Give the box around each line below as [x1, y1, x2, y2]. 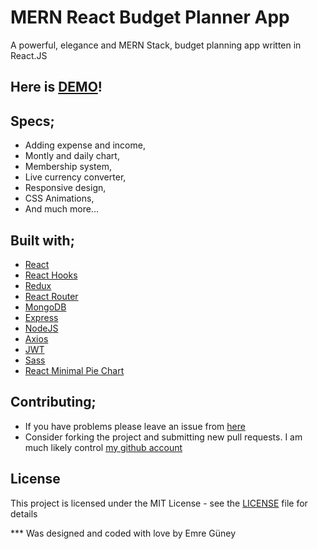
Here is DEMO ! [10, 79, 103, 96]
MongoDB [24, 301, 67, 313]
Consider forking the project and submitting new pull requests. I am [24, 431, 303, 443]
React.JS [10, 49, 48, 61]
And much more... [24, 203, 99, 215]
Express [24, 311, 59, 323]
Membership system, [24, 161, 112, 173]
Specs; [10, 112, 55, 130]
